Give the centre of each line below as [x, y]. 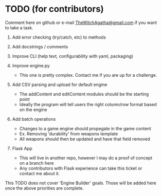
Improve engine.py [31, 65]
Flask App [22, 148]
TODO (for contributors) [54, 9]
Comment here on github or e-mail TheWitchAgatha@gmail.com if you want [81, 22]
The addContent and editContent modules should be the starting [84, 94]
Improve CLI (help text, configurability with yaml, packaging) [72, 56]
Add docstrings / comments [40, 46]
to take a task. [19, 27]
